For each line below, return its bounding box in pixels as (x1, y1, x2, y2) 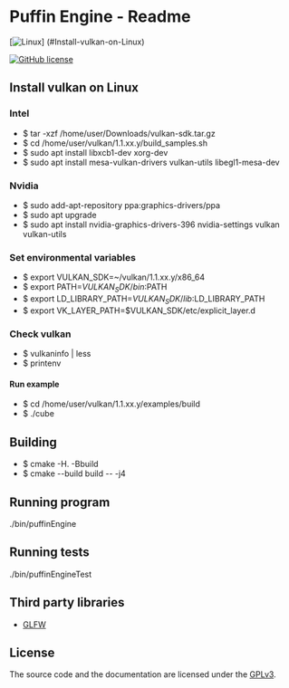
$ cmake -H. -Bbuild (22, 459, 99, 470)
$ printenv (22, 358, 62, 368)
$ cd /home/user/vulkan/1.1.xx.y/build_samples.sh (22, 138, 208, 148)
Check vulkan (9, 328, 72, 340)
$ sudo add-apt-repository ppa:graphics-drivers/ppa (22, 199, 220, 210)
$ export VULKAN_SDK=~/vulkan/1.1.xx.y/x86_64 (22, 272, 206, 282)
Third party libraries (9, 595, 125, 610)
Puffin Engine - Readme (9, 6, 191, 27)
